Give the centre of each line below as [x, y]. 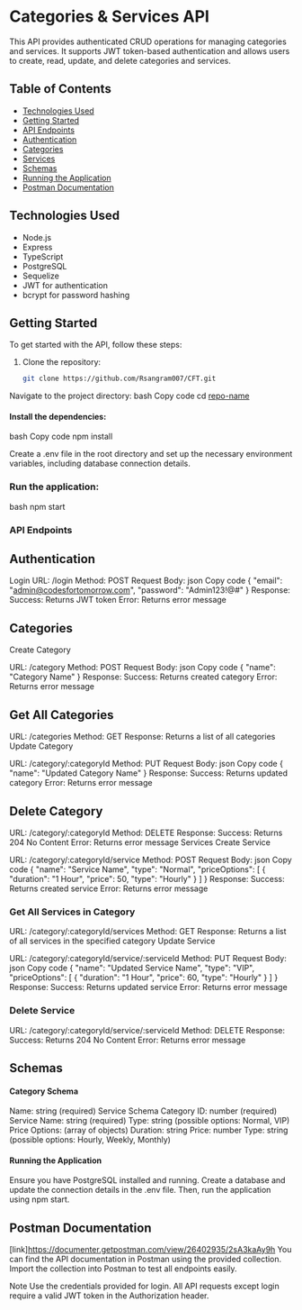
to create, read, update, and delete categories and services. [120, 60]
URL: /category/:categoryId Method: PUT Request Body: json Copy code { [146, 764]
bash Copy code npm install [61, 437]
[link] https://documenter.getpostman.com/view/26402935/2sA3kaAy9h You [151, 1250]
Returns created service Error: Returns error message [109, 888]
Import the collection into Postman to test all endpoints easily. [123, 1269]
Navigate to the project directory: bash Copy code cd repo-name [129, 396]
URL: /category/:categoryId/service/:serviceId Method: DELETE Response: [147, 1030]
